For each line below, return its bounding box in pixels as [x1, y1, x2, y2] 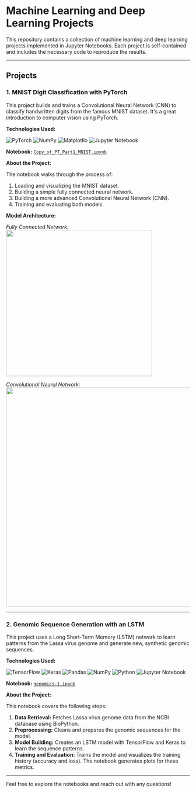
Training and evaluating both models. [14, 201, 104, 208]
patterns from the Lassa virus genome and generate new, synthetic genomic [6, 639, 190, 647]
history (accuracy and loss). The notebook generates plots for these [14, 757, 179, 764]
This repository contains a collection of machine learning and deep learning [6, 36, 188, 43]
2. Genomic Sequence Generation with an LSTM [6, 620, 145, 628]
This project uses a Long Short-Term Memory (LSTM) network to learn [6, 633, 176, 640]
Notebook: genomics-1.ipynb [6, 680, 76, 687]
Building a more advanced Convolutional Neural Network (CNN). [14, 194, 169, 201]
